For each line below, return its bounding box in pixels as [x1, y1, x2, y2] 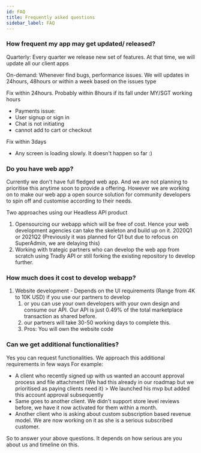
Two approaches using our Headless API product [6, 209, 128, 216]
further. [14, 258, 34, 265]
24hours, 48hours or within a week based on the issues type [6, 77, 157, 84]
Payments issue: [14, 107, 56, 114]
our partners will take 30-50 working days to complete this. [23, 319, 171, 327]
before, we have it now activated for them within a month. [14, 404, 158, 411]
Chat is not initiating [14, 120, 65, 127]
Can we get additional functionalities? [6, 340, 119, 349]
